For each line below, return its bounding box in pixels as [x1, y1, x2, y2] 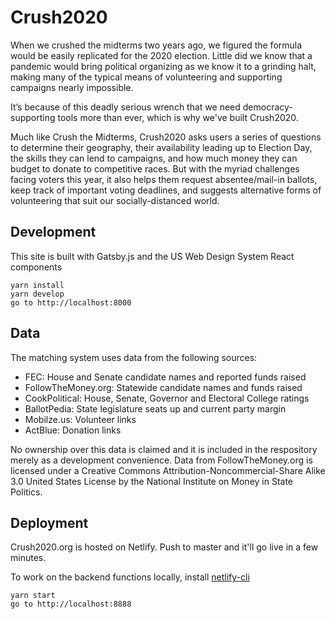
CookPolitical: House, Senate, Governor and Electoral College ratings [24, 392, 310, 404]
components [10, 261, 63, 273]
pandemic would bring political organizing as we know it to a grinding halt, [10, 60, 317, 72]
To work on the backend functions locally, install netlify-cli [10, 571, 250, 583]
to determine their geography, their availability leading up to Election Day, [10, 141, 313, 153]
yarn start [10, 591, 56, 601]
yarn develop [10, 289, 65, 299]
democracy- [242, 101, 293, 113]
